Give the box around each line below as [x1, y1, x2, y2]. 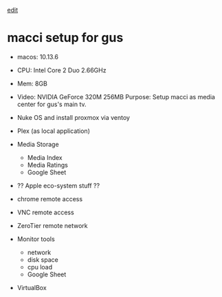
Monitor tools [16, 234, 55, 243]
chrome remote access [16, 194, 83, 203]
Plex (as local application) [16, 127, 91, 135]
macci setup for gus [7, 30, 124, 45]
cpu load [27, 263, 53, 271]
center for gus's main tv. [16, 100, 87, 108]
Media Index [27, 153, 63, 161]
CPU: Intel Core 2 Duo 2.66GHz [16, 65, 107, 74]
